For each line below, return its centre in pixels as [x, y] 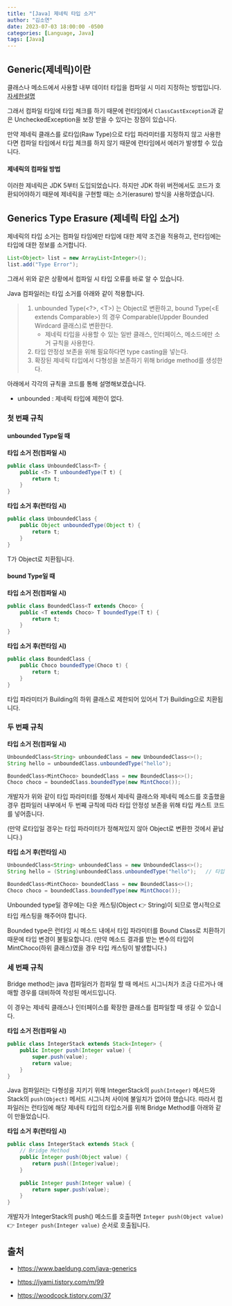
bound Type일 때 [31, 576]
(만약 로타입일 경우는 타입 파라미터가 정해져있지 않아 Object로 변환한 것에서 [109, 829]
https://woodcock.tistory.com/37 [64, 1295]
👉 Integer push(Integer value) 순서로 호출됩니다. [79, 1225]
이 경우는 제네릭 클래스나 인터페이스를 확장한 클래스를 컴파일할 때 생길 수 [105, 1007]
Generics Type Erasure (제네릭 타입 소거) [93, 218]
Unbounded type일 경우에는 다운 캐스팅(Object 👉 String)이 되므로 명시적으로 [114, 905]
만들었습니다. [32, 1116]
